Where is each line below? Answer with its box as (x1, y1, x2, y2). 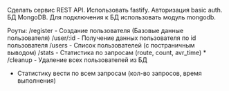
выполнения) (17, 77, 57, 85)
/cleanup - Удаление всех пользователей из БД (7, 56, 147, 64)
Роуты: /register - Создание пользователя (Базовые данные (7, 27, 184, 34)
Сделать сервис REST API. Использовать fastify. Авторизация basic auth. (7, 6, 223, 14)
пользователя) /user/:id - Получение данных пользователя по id (7, 34, 196, 42)
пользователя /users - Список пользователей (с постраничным (7, 41, 195, 49)
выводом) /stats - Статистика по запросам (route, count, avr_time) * (7, 48, 207, 57)
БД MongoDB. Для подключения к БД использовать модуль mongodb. (7, 13, 217, 21)
